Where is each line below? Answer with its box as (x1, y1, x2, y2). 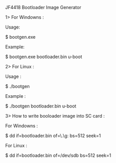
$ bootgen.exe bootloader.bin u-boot (5, 53, 83, 60)
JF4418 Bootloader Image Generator (5, 5, 82, 10)
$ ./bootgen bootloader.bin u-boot (5, 103, 76, 109)
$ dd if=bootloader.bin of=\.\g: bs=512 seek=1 (5, 132, 101, 139)
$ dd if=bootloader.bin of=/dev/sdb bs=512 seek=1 (5, 152, 111, 158)
